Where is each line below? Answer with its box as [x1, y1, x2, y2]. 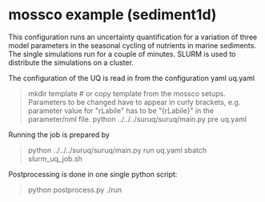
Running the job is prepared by [8, 130, 110, 139]
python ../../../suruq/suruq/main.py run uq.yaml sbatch [27, 145, 207, 155]
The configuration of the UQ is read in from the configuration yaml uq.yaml [8, 73, 255, 83]
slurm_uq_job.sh [27, 154, 82, 164]
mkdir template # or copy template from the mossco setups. [27, 88, 226, 98]
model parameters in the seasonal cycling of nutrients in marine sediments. [8, 40, 256, 50]
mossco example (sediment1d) [8, 6, 217, 24]
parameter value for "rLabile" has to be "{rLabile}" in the [27, 106, 215, 115]
